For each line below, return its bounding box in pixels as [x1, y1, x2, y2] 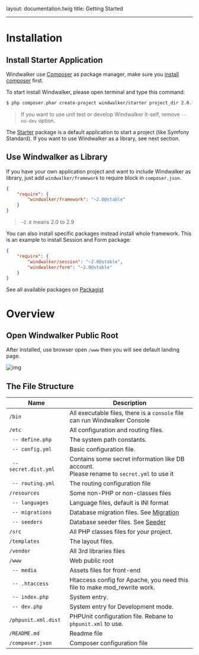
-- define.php [12, 436, 52, 443]
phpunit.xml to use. [69, 620, 124, 628]
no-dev [20, 118, 37, 124]
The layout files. [69, 537, 114, 546]
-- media [12, 567, 37, 574]
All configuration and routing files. [69, 426, 164, 434]
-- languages [12, 499, 49, 507]
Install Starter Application [6, 55, 103, 65]
